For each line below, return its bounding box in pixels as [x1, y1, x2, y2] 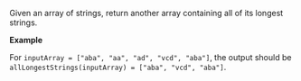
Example [9, 35, 43, 45]
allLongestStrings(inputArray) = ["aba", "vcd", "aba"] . [9, 62, 227, 72]
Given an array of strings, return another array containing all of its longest [9, 8, 284, 18]
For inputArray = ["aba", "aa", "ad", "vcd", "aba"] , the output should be [9, 52, 292, 62]
